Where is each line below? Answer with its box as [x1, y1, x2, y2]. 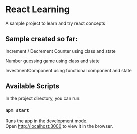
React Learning [5, 4, 70, 15]
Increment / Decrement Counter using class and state [5, 48, 116, 54]
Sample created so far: [5, 35, 78, 43]
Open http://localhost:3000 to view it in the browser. [5, 123, 113, 129]
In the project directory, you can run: [5, 95, 81, 101]
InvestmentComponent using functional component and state [5, 67, 132, 73]
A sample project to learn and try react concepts [5, 20, 105, 26]
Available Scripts [5, 82, 59, 91]
